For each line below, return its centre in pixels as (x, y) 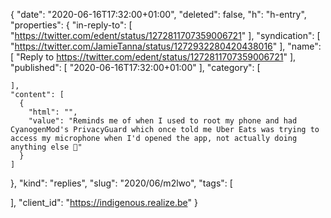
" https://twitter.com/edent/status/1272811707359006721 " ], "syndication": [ (165, 35)
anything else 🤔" (46, 147)
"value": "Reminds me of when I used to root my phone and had (163, 121)
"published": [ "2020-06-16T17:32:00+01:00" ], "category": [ (135, 67)
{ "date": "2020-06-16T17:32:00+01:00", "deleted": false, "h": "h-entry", (158, 14)
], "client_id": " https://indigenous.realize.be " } (104, 202)
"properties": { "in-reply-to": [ (71, 25)
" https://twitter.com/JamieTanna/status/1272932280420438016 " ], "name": (166, 46)
